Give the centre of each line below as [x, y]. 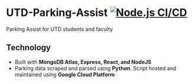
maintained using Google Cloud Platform [65, 75]
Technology [29, 48]
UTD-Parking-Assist [57, 13]
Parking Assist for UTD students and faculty [60, 29]
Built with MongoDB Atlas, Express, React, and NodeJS [83, 62]
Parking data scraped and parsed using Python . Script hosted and [95, 68]
